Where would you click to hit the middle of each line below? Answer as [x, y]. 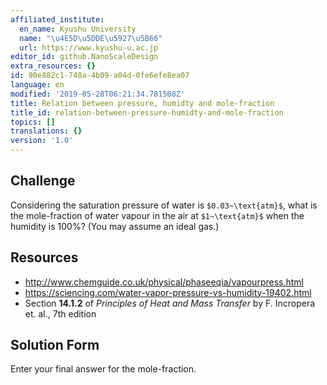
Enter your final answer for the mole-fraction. [103, 369]
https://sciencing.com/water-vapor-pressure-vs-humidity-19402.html [168, 292]
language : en [37, 85]
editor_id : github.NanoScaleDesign [84, 57]
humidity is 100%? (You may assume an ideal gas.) [115, 226]
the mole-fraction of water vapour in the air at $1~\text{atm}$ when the [157, 215]
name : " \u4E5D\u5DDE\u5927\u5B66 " [91, 38]
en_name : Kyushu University [78, 29]
